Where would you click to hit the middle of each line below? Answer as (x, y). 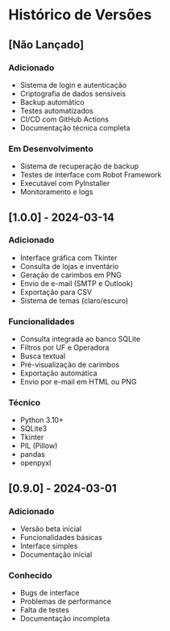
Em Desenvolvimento (51, 148)
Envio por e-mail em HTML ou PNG (78, 382)
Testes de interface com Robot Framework (91, 175)
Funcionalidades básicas (61, 538)
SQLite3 (33, 429)
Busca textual (43, 356)
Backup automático (52, 102)
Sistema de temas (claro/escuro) (74, 301)
